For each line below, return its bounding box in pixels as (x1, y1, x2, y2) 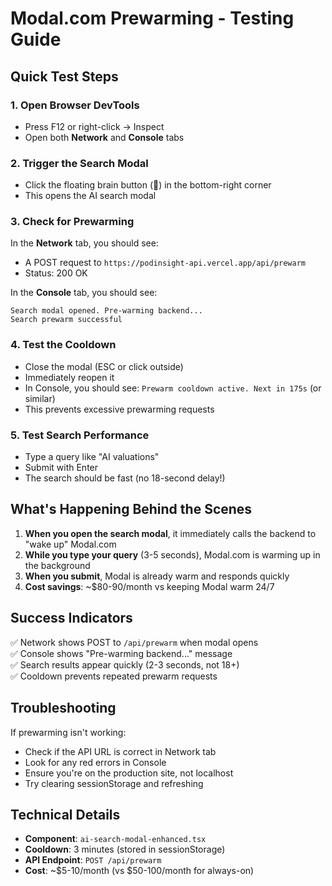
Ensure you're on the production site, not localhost (24, 767, 234, 779)
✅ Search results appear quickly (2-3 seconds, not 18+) (10, 658, 240, 671)
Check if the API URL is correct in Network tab (24, 745, 217, 757)
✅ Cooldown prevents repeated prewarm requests (10, 670, 218, 682)
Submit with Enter (24, 462, 99, 474)
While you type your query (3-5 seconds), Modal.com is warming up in (24, 548, 321, 561)
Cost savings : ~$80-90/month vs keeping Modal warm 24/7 (24, 580, 275, 592)
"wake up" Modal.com (24, 538, 117, 550)
